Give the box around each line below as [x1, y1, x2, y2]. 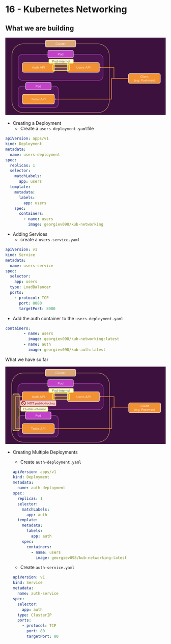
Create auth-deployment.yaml [20, 459, 81, 465]
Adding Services [12, 231, 48, 237]
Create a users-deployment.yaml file [20, 126, 94, 132]
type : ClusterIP [17, 612, 52, 618]
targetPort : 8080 [18, 306, 56, 311]
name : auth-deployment [17, 485, 66, 491]
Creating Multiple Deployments [12, 449, 78, 455]
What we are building [5, 24, 74, 33]
